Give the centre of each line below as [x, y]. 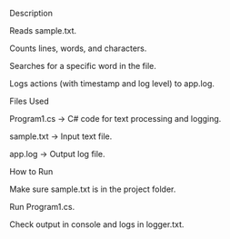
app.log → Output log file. [58, 154]
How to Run [31, 171]
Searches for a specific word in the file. [83, 66]
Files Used [30, 101]
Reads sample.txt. [43, 30]
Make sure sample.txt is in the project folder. [93, 189]
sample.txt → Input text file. [61, 136]
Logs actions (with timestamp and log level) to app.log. [112, 84]
